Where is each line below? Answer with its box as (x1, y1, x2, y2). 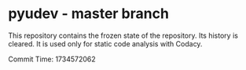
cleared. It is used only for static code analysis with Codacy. (8, 39, 203, 48)
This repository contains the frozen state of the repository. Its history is (8, 31, 238, 40)
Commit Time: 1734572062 (8, 54, 96, 64)
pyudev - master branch (8, 5, 169, 23)
